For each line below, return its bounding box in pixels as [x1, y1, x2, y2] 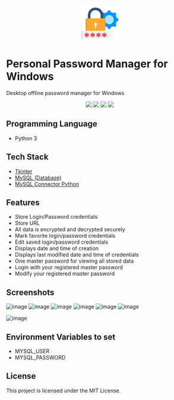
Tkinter [14, 168, 33, 175]
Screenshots [6, 287, 55, 297]
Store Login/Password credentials [14, 213, 98, 221]
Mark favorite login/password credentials [14, 232, 116, 240]
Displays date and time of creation [14, 245, 99, 252]
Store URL [14, 219, 40, 227]
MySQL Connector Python [14, 180, 79, 187]
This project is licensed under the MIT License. [6, 387, 121, 394]
